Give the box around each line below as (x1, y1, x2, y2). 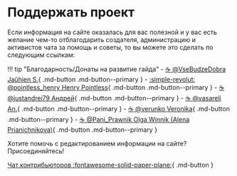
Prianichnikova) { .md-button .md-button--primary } (7, 125, 158, 134)
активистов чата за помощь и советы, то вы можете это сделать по (7, 43, 214, 51)
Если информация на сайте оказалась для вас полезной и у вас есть (7, 28, 217, 36)
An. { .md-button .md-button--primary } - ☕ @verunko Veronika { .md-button (7, 104, 230, 113)
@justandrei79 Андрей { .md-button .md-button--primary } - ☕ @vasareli (7, 93, 222, 102)
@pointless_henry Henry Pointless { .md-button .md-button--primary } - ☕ (7, 83, 225, 91)
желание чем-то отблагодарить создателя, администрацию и (7, 35, 196, 43)
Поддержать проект (7, 4, 135, 21)
